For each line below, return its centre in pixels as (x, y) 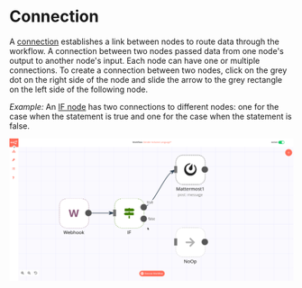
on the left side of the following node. (79, 89)
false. (19, 126)
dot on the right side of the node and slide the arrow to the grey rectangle (146, 79)
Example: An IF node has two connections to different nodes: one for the (144, 106)
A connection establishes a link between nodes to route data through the (144, 41)
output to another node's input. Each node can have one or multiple (135, 60)
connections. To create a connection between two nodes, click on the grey (148, 70)
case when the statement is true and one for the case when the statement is (151, 116)
